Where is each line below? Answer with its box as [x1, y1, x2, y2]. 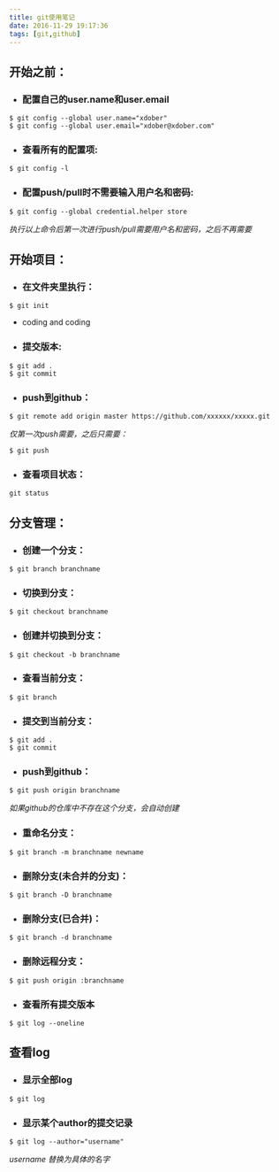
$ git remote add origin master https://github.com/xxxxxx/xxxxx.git [9, 412, 271, 420]
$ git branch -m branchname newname [9, 847, 144, 857]
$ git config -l [9, 165, 69, 173]
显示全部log [21, 1074, 73, 1086]
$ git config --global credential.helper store [9, 207, 188, 216]
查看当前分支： [21, 672, 87, 684]
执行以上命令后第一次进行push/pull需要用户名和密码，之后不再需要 [9, 223, 253, 235]
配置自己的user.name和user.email [21, 93, 170, 105]
